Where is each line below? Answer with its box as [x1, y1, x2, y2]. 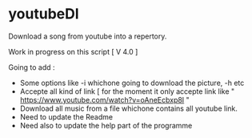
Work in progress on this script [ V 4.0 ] [8, 47, 138, 56]
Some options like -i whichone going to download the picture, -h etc [19, 78, 245, 87]
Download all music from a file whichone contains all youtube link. [19, 103, 238, 113]
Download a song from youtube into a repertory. [8, 31, 167, 41]
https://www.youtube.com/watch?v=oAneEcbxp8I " [19, 95, 190, 104]
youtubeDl [8, 5, 79, 23]
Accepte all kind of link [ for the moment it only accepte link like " [19, 86, 235, 96]
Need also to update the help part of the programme [19, 120, 193, 130]
